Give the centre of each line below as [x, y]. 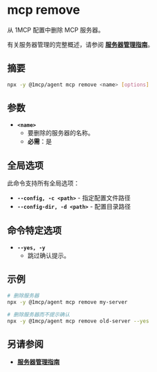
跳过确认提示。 [49, 256]
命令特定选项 [34, 230]
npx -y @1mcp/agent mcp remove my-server [67, 302]
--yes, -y [31, 248]
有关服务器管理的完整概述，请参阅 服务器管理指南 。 [80, 44]
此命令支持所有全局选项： [43, 183]
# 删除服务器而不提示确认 [39, 314]
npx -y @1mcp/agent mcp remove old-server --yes [78, 321]
